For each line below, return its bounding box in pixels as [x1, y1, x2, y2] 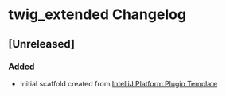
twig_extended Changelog [8, 6, 187, 24]
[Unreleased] [8, 37, 76, 51]
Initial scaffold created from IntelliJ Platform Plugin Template [19, 79, 218, 88]
